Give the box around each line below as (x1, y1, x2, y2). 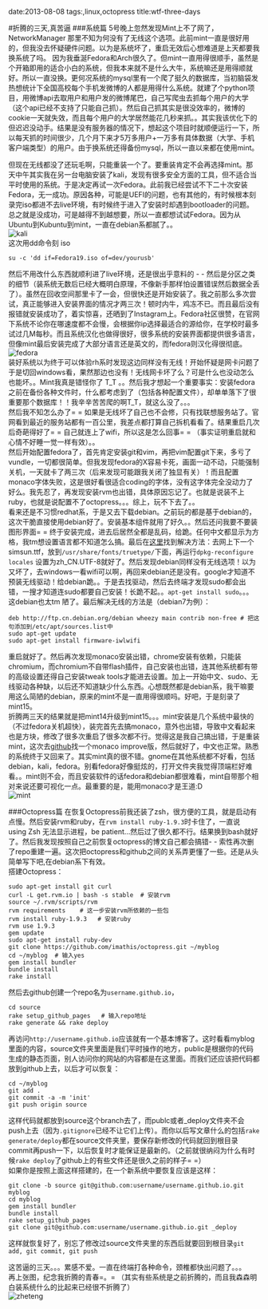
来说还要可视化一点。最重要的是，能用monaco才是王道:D (14, 781, 203, 791)
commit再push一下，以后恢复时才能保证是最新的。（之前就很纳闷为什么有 (8, 1145, 249, 1155)
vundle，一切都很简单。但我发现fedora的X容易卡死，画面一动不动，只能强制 (8, 457, 260, 466)
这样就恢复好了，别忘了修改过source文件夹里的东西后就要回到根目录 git (8, 1239, 245, 1248)
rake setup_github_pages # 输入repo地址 (8, 1012, 147, 1020)
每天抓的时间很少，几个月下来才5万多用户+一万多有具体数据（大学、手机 (14, 133, 255, 142)
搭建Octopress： (8, 867, 64, 876)
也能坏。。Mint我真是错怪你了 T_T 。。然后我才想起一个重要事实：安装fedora (8, 378, 255, 386)
